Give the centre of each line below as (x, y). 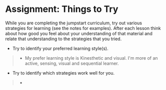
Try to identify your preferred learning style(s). (60, 48)
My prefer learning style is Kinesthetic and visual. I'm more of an (91, 58)
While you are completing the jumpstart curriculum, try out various (74, 23)
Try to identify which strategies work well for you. (63, 73)
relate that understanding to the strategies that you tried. (63, 39)
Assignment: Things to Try (62, 9)
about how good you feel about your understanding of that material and (79, 33)
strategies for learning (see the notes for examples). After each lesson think (83, 28)
